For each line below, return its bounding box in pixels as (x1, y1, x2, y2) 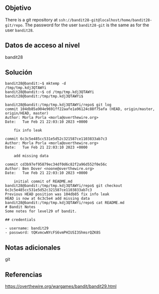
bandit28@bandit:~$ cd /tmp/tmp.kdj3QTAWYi (5, 90, 95, 94)
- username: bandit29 (5, 226, 49, 231)
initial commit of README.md (14, 179, 73, 184)
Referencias (5, 270, 43, 279)
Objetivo (5, 4, 32, 12)
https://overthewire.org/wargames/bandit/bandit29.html (5, 283, 117, 289)
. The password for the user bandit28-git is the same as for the (22, 22, 149, 28)
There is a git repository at (5, 17, 58, 22)
